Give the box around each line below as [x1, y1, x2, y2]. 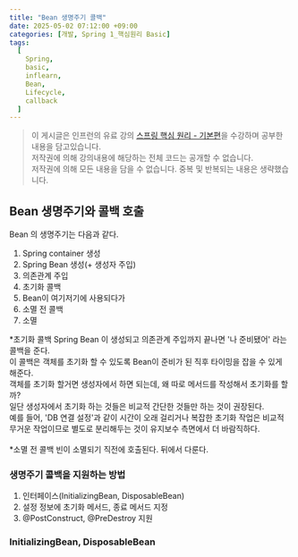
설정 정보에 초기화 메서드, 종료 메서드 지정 [21, 502, 168, 512]
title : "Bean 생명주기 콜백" [9, 13, 107, 22]
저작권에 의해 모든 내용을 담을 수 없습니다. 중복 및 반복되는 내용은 [30, 164, 258, 174]
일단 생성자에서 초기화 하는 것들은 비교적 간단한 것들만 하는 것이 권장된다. [9, 401, 265, 412]
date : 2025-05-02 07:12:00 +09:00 [9, 21, 139, 30]
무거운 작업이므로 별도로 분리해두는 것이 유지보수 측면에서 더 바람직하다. [9, 424, 260, 435]
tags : [9, 38, 30, 47]
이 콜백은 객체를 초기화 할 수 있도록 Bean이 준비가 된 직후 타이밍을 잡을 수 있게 [9, 357, 283, 367]
